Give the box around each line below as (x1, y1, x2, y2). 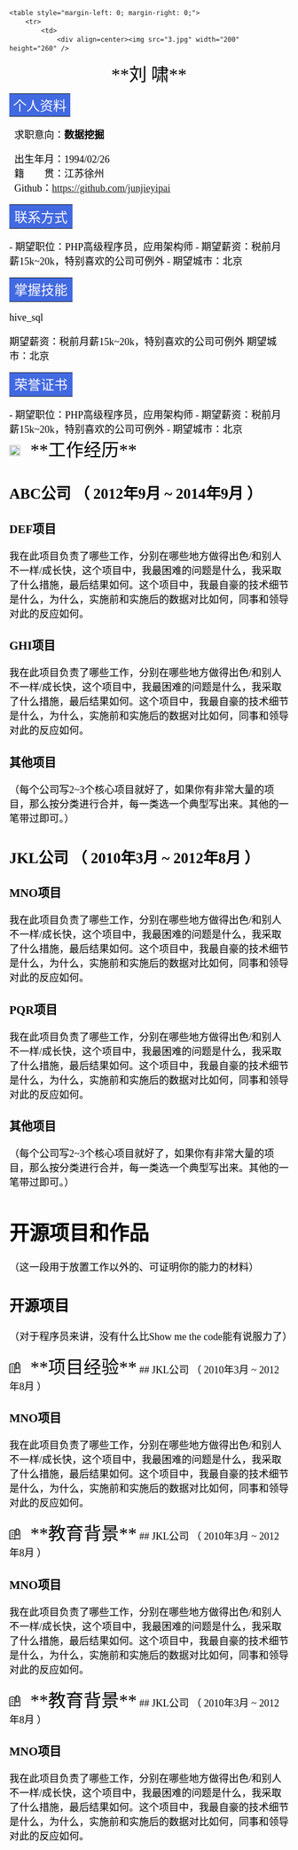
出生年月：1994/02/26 (14, 154, 111, 166)
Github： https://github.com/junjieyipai (14, 182, 171, 194)
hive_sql (9, 311, 43, 323)
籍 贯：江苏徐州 (14, 168, 105, 180)
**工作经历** (30, 439, 137, 461)
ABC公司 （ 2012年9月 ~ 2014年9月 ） (9, 485, 263, 503)
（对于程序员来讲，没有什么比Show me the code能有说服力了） (9, 1330, 293, 1342)
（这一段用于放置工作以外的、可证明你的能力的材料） (9, 1261, 259, 1273)
